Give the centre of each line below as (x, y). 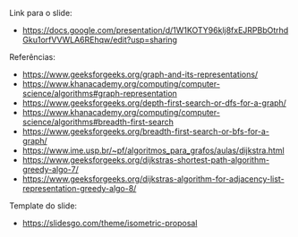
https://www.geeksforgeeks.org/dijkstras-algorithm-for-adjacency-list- (153, 179)
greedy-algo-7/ (50, 169)
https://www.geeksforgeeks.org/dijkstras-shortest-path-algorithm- (146, 160)
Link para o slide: (41, 13)
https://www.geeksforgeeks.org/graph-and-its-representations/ (140, 74)
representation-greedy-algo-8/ (79, 188)
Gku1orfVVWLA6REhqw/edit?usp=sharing (99, 40)
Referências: (33, 57)
